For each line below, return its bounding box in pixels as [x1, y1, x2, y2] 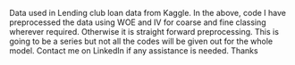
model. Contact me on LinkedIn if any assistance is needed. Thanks [9, 45, 258, 56]
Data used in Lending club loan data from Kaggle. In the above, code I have [9, 8, 286, 18]
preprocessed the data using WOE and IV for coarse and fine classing [9, 17, 266, 28]
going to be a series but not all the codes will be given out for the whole [9, 36, 274, 46]
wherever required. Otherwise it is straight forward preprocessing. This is [9, 27, 280, 37]
